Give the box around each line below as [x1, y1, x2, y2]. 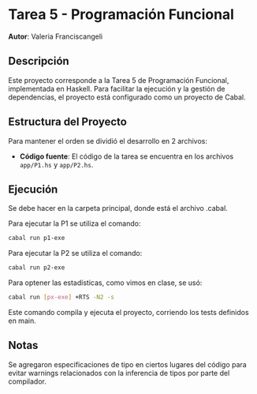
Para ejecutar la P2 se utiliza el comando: [8, 249, 143, 258]
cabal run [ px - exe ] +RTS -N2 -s [8, 294, 114, 302]
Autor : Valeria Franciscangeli [8, 32, 103, 41]
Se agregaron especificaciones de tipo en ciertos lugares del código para [8, 359, 247, 369]
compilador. [8, 377, 47, 386]
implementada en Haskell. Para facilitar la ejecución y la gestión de [8, 84, 225, 93]
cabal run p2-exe [8, 264, 65, 272]
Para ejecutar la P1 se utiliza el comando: [8, 219, 141, 228]
